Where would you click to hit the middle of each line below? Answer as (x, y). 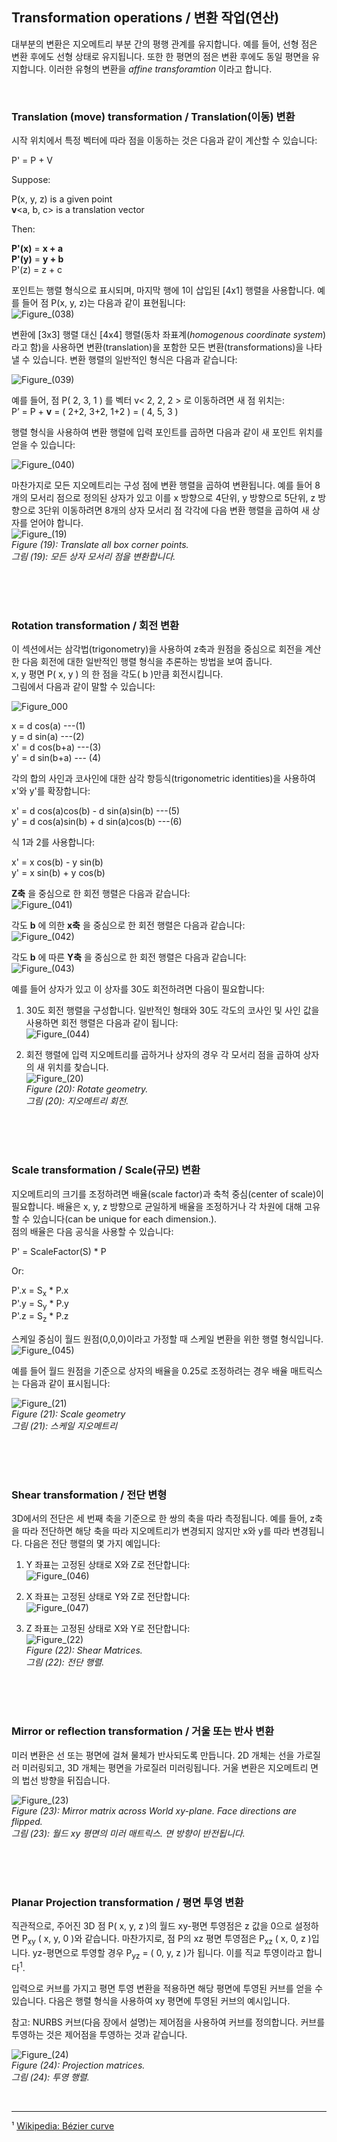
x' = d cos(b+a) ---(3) (56, 747)
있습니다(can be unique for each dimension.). (125, 1219)
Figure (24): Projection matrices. (78, 2065)
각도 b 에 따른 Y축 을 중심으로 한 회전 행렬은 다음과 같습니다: (129, 957)
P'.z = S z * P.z (40, 1317)
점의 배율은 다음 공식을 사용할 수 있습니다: (92, 1231)
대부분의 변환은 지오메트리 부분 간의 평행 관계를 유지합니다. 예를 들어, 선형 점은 (164, 44)
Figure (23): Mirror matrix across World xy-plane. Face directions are (154, 1810)
